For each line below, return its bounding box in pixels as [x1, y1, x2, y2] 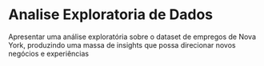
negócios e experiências [8, 49, 90, 58]
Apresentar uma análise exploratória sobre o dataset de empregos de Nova [8, 32, 257, 41]
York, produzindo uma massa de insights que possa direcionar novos [8, 40, 236, 49]
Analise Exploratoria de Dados [8, 6, 214, 24]
